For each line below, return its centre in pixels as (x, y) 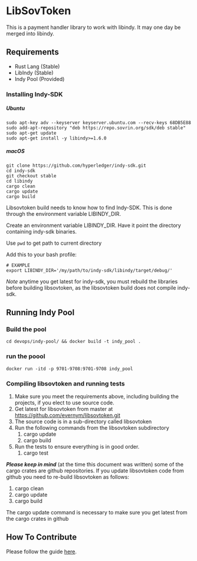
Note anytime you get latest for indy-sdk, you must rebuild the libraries (92, 281)
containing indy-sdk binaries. (42, 231)
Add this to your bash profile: (41, 254)
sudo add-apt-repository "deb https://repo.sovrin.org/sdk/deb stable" (96, 128)
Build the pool (26, 329)
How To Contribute (42, 537)
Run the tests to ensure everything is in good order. (77, 446)
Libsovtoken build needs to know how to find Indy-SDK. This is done (89, 207)
